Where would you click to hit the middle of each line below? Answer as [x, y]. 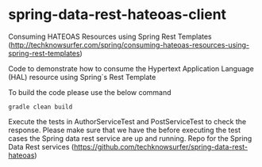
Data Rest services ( [41, 146]
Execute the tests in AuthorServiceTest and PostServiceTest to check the [127, 121]
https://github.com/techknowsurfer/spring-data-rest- [161, 146]
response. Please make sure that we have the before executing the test [124, 130]
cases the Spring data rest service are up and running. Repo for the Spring [130, 138]
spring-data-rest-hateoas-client [118, 15]
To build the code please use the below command [90, 92]
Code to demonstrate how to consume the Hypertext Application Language [131, 68]
